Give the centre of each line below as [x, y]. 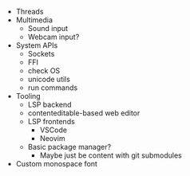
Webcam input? [53, 37]
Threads [30, 12]
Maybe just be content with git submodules [111, 155]
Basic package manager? [69, 147]
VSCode [53, 130]
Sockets [41, 54]
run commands [53, 88]
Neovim [52, 138]
